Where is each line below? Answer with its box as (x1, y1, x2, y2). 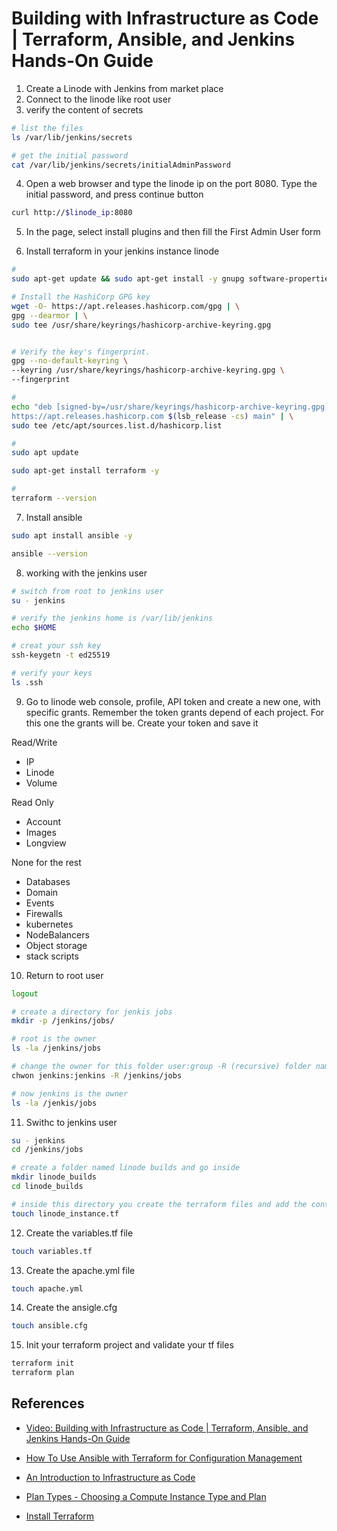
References (11, 1395, 85, 1412)
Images (25, 826, 57, 838)
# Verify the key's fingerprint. (11, 347, 151, 357)
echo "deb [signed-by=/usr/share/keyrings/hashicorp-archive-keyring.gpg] (11, 402, 330, 412)
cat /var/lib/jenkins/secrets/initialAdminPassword (11, 160, 231, 170)
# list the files (11, 123, 84, 133)
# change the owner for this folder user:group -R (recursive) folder (11, 1062, 312, 1072)
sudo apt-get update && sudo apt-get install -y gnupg (11, 274, 245, 284)
